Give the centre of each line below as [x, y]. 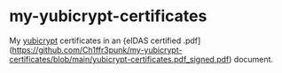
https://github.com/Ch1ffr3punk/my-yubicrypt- [97, 49]
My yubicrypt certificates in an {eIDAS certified [95, 40]
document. [253, 59]
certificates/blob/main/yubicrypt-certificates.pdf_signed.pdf [119, 59]
